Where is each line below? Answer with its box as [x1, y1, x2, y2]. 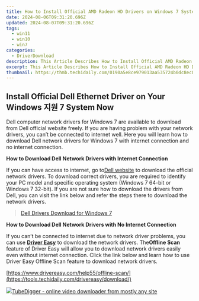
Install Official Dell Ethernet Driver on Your [6, 91, 166, 102]
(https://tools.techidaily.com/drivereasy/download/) [6, 275, 132, 283]
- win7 [11, 42, 28, 48]
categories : [6, 47, 36, 53]
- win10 [11, 36, 31, 42]
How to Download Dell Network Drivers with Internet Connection [6, 155, 168, 162]
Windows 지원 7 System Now [6, 102, 114, 112]
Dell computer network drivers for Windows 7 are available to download [6, 118, 181, 125]
